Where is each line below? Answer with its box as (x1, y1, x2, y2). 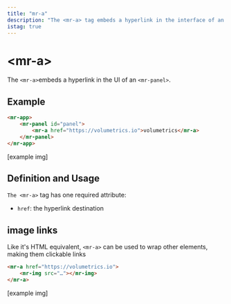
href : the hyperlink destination (17, 204, 104, 213)
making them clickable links (7, 250, 86, 258)
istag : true (7, 23, 41, 30)
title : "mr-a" (7, 10, 48, 17)
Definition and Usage (7, 172, 100, 184)
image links (7, 224, 58, 236)
